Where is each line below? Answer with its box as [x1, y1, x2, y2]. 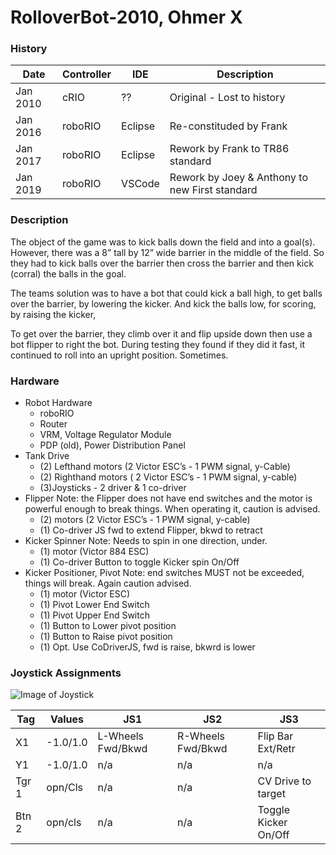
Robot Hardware [24, 397, 93, 409]
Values [49, 712, 85, 726]
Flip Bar [257, 729, 294, 743]
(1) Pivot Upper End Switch [39, 609, 150, 621]
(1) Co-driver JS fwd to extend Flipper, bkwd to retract [39, 524, 263, 536]
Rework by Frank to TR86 [169, 142, 290, 156]
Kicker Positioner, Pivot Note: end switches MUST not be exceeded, [24, 567, 305, 579]
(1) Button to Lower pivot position [39, 620, 177, 632]
